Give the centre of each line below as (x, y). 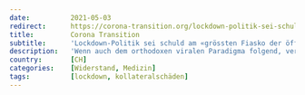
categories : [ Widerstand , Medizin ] (83, 69)
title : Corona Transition (75, 34)
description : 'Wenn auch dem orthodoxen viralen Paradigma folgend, (146, 52)
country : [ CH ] (49, 60)
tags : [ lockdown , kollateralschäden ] (99, 77)
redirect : (28, 26)
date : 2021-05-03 (60, 18)
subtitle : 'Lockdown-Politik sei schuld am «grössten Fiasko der (146, 43)
